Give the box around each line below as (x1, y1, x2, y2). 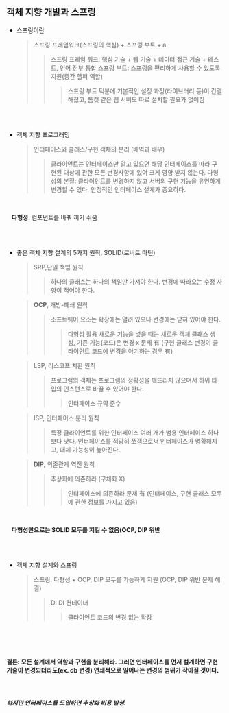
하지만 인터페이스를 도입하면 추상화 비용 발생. (6, 699, 126, 707)
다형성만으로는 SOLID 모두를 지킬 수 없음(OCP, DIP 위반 (11, 525, 160, 533)
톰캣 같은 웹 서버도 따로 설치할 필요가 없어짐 (87, 95, 205, 104)
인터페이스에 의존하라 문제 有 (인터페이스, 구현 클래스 (67, 489, 210, 497)
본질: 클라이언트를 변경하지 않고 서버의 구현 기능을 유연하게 (63, 177, 221, 185)
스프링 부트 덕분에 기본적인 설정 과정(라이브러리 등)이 (67, 86, 210, 95)
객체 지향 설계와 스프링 (16, 561, 77, 569)
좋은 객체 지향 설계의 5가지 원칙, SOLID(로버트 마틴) (16, 248, 156, 256)
